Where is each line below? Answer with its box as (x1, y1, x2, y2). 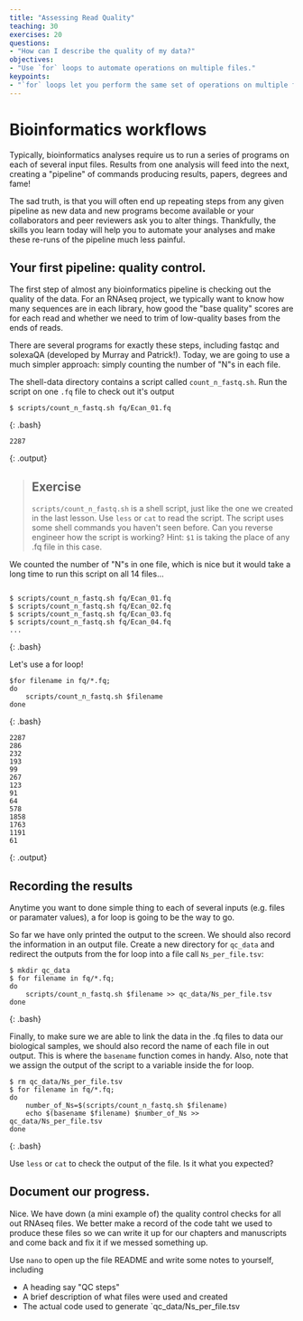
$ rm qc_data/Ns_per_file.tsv (9, 1077, 124, 1086)
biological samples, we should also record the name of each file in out (9, 1041, 270, 1051)
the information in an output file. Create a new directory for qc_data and (9, 939, 275, 950)
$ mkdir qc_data (9, 966, 70, 975)
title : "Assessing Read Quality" (9, 13, 135, 23)
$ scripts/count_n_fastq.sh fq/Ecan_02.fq (9, 602, 171, 611)
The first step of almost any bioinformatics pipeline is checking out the (9, 284, 271, 295)
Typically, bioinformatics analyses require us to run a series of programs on (9, 149, 290, 160)
